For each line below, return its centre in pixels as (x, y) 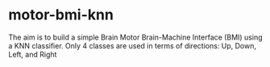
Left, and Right (33, 54)
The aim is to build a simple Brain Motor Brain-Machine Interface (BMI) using (136, 37)
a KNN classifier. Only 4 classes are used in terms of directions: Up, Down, (132, 45)
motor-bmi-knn (61, 15)
